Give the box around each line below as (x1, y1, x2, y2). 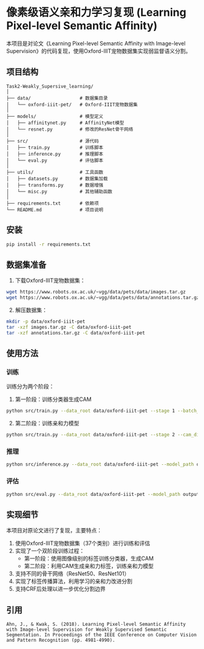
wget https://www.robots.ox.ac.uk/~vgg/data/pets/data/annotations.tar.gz (6, 295, 200, 301)
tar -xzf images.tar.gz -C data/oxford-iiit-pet (6, 324, 132, 330)
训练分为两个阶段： (6, 383, 55, 390)
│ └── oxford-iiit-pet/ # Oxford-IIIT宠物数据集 (6, 101, 138, 108)
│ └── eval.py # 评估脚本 (6, 157, 104, 163)
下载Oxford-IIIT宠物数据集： (15, 277, 86, 284)
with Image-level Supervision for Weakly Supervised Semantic (6, 627, 167, 633)
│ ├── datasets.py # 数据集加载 (6, 176, 108, 182)
